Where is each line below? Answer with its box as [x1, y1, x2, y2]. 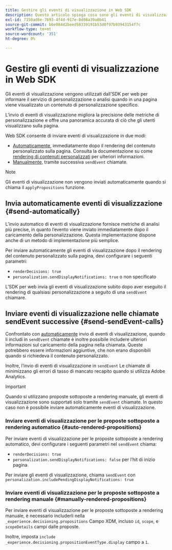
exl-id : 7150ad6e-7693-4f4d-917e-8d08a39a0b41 [5, 17, 106, 22]
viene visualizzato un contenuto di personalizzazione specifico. [5, 101, 139, 108]
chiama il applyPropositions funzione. [5, 184, 85, 190]
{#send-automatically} [5, 207, 80, 216]
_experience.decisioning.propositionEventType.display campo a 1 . [5, 539, 149, 545]
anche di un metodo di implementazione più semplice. [5, 237, 119, 243]
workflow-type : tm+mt [5, 27, 52, 32]
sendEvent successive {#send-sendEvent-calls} [5, 317, 164, 326]
